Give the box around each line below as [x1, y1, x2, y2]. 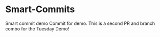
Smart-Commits [5, 4, 75, 15]
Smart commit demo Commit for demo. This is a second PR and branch [5, 20, 155, 26]
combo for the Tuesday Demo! [5, 25, 70, 31]
